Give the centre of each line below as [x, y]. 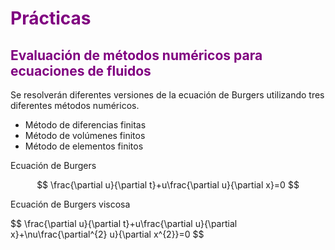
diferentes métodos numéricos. [75, 105]
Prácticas [51, 18]
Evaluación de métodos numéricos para [136, 55]
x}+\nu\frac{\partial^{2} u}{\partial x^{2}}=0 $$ [107, 234]
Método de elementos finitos [84, 146]
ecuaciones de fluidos [81, 70]
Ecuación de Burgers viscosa [70, 204]
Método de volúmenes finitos [85, 135]
